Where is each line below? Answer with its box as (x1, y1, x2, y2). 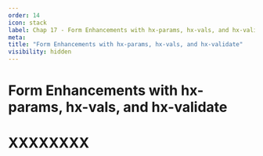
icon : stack (8, 19, 47, 27)
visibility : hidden (8, 48, 72, 56)
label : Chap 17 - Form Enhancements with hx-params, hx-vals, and (8, 26, 229, 34)
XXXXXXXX (8, 134, 90, 152)
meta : (8, 33, 26, 42)
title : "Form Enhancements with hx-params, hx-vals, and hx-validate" (8, 41, 243, 49)
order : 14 (8, 11, 41, 20)
